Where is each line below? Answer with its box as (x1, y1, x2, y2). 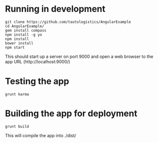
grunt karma (5, 91, 29, 97)
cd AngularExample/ (5, 23, 45, 29)
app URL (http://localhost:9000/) (5, 58, 70, 64)
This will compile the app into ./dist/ (5, 132, 77, 138)
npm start (5, 45, 25, 50)
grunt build (5, 124, 29, 129)
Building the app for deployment (5, 108, 138, 119)
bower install (5, 40, 34, 46)
